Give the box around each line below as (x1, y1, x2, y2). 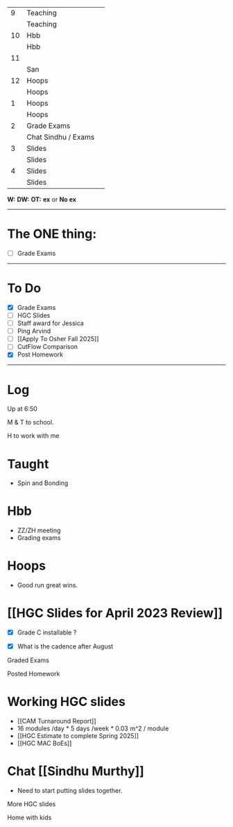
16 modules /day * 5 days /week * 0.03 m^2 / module (17, 724, 169, 732)
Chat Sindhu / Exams (26, 132, 95, 142)
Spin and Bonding (17, 479, 69, 487)
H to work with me (7, 432, 60, 440)
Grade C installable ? (17, 628, 77, 637)
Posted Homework (7, 670, 60, 678)
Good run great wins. (17, 581, 78, 589)
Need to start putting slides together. (17, 787, 123, 795)
